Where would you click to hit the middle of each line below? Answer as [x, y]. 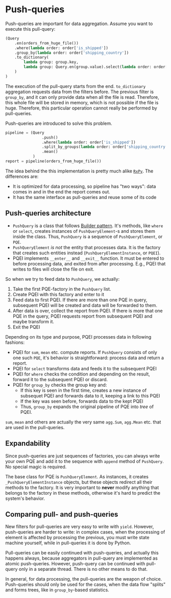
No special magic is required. [36, 467]
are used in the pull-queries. [35, 427]
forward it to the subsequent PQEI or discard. [60, 379]
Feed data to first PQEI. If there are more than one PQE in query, [80, 300]
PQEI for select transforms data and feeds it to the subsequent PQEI [85, 368]
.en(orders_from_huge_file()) [47, 43]
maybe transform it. [33, 321]
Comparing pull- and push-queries [62, 514]
